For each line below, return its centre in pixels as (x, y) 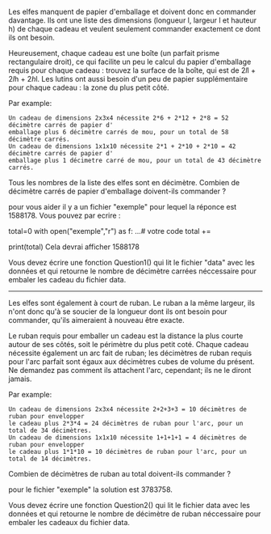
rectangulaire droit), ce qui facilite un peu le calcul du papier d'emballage (130, 61)
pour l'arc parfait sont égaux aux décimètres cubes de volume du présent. (132, 362)
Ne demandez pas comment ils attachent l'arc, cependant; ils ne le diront (130, 370)
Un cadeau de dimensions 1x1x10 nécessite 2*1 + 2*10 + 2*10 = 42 (122, 146)
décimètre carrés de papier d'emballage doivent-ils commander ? (117, 191)
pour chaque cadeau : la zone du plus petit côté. (89, 87)
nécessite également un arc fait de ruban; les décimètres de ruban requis (130, 353)
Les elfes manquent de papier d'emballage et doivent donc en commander (132, 12)
